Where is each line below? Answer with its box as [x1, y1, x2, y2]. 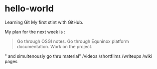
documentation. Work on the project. [16, 43, 93, 49]
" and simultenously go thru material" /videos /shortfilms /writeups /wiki [4, 53, 153, 59]
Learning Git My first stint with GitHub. [4, 19, 84, 25]
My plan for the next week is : [4, 29, 66, 34]
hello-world [4, 3, 54, 14]
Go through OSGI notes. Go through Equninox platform [16, 38, 129, 44]
